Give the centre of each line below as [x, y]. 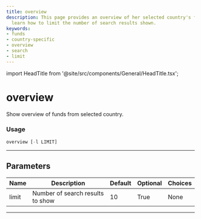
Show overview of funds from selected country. [65, 114]
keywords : [19, 28]
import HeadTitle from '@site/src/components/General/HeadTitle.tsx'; [92, 73]
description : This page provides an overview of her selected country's [99, 17]
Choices [180, 183]
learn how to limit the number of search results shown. [84, 23]
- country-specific [31, 39]
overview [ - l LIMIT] [32, 142]
